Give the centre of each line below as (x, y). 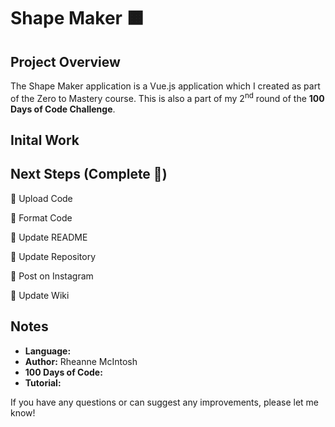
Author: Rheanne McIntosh (81, 361)
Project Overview (65, 61)
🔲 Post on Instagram (52, 276)
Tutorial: (43, 382)
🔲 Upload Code (41, 198)
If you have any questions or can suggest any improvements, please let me (165, 402)
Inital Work (45, 140)
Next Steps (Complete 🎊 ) (89, 174)
